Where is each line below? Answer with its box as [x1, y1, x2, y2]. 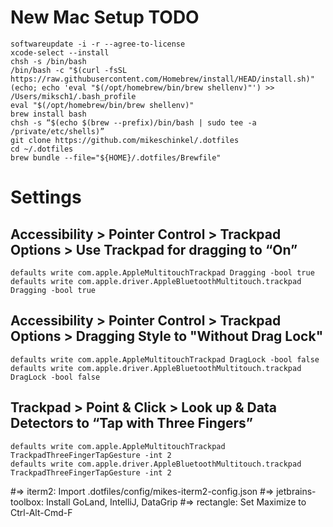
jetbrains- [276, 485, 317, 497]
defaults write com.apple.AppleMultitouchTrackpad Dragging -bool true [10, 267, 315, 278]
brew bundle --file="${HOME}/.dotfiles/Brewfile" [10, 152, 222, 163]
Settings [10, 186, 82, 209]
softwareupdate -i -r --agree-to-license [10, 39, 186, 49]
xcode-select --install [10, 47, 110, 58]
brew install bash [10, 109, 87, 119]
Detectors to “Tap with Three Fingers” [10, 415, 254, 432]
